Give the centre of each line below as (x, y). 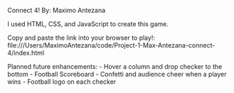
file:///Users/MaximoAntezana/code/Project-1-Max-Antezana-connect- (111, 45)
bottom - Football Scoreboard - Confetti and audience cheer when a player (117, 74)
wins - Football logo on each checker (62, 82)
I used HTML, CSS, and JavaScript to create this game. (88, 24)
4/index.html (26, 53)
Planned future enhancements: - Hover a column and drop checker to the (115, 66)
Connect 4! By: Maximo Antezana (57, 10)
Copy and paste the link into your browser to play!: (81, 38)
